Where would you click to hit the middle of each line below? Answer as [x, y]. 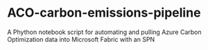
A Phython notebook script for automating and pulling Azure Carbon [104, 32]
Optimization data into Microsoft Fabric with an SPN [81, 39]
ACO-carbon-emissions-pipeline [104, 13]
